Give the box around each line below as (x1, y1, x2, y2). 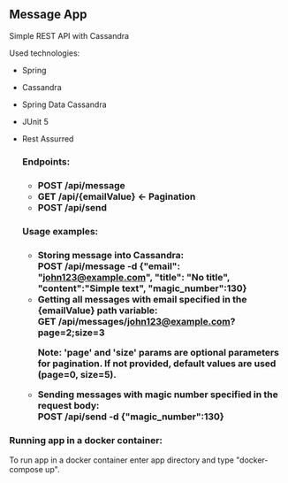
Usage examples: (21, 225, 99, 237)
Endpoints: (21, 155, 71, 167)
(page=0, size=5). (37, 368, 117, 380)
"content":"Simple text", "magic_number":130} (37, 282, 247, 295)
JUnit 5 (21, 116, 49, 126)
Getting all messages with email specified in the (37, 293, 247, 305)
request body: (37, 400, 100, 412)
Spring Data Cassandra (21, 99, 108, 110)
